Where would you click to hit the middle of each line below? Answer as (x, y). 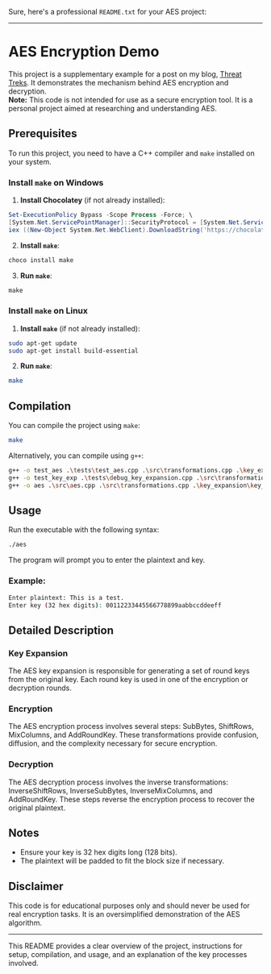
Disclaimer (36, 886)
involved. (23, 964)
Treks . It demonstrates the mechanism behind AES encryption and (119, 82)
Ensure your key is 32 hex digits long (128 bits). (98, 852)
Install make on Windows (56, 182)
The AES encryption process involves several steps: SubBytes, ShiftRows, (131, 726)
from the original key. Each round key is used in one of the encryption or (128, 680)
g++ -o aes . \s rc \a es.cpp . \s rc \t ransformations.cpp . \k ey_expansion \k (131, 485)
